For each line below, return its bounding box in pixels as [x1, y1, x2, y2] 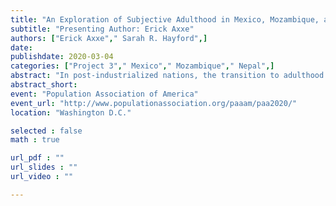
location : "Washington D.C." [10, 107, 132, 118]
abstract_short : [10, 80, 78, 90]
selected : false [10, 126, 83, 136]
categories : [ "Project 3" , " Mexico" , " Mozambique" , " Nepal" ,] [10, 61, 275, 71]
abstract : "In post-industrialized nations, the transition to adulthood [10, 71, 325, 81]
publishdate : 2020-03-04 [10, 52, 114, 62]
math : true [10, 135, 60, 145]
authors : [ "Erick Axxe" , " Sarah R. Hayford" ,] [10, 33, 208, 43]
